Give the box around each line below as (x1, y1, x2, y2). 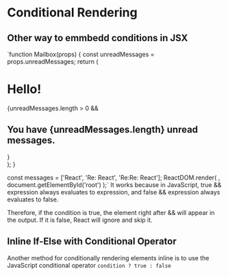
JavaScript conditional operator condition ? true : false (7, 261, 171, 269)
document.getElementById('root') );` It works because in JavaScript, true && (7, 180, 222, 189)
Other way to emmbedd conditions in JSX (7, 32, 188, 44)
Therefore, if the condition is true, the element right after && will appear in (7, 208, 215, 216)
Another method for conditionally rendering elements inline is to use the (7, 253, 210, 262)
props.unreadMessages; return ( (7, 58, 99, 66)
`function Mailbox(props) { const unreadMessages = (7, 50, 155, 58)
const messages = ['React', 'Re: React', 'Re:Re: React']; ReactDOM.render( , (7, 173, 220, 181)
